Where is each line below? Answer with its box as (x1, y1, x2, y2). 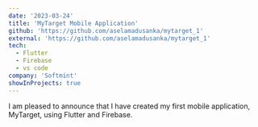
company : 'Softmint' (8, 72, 78, 80)
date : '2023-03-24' (8, 11, 74, 20)
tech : (8, 42, 27, 50)
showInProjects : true (8, 79, 81, 87)
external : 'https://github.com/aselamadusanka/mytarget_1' (8, 34, 211, 43)
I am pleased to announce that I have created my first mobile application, (8, 101, 251, 111)
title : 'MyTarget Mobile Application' (8, 19, 139, 27)
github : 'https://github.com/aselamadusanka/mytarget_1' (8, 27, 204, 35)
